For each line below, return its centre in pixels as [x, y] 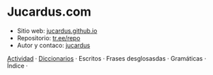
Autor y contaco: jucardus [54, 45]
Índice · [18, 65]
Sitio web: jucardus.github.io [57, 31]
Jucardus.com [49, 12]
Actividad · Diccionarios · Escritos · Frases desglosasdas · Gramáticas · [107, 58]
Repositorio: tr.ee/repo [48, 37]
